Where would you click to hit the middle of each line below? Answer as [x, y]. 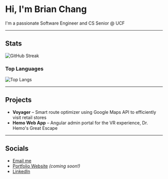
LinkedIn [21, 171]
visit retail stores [29, 117]
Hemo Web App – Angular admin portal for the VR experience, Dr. [80, 123]
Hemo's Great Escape [35, 128]
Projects [18, 100]
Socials [17, 149]
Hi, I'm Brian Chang [46, 9]
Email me [22, 160]
